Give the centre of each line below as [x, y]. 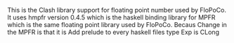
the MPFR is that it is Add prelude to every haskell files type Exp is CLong [113, 32]
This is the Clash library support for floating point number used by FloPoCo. [117, 10]
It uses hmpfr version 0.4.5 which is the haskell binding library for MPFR [111, 17]
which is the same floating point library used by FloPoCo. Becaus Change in [117, 25]
